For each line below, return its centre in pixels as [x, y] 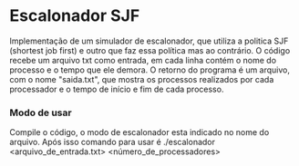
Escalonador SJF [75, 16]
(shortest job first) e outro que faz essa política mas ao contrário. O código [150, 50]
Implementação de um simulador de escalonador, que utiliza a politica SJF [149, 41]
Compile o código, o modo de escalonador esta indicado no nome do [139, 132]
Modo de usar [41, 112]
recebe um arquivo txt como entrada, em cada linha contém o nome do [143, 60]
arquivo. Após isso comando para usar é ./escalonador [113, 142]
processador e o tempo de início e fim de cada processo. [117, 89]
